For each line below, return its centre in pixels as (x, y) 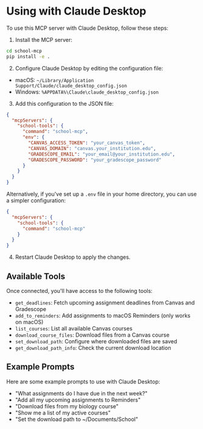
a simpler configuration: (36, 201)
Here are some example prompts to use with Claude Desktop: (83, 382)
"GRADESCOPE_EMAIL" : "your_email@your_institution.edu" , (101, 154)
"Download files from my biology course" (67, 406)
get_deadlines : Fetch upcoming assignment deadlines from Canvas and (105, 303)
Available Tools (36, 276)
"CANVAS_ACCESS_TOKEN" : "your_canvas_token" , (87, 143)
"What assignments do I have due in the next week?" (81, 393)
